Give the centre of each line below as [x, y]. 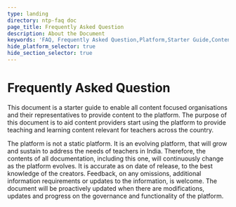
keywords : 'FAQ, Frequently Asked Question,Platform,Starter [99, 40]
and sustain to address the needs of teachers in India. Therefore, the [106, 151]
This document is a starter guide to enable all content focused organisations [118, 107]
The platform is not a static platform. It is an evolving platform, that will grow [117, 143]
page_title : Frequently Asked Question [66, 27]
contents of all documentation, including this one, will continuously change [116, 158]
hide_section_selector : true [50, 54]
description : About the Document [56, 33]
